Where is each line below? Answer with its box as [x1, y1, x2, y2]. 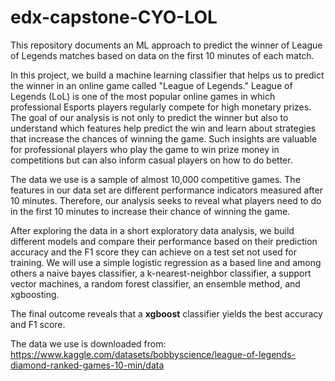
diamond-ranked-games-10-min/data [10, 359, 165, 371]
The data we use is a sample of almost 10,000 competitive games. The [10, 173, 301, 185]
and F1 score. [10, 318, 66, 330]
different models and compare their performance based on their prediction [10, 235, 318, 247]
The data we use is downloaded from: [10, 337, 167, 350]
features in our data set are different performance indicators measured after [10, 184, 323, 196]
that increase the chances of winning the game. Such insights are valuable [10, 132, 318, 145]
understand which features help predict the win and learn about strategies [10, 122, 317, 134]
